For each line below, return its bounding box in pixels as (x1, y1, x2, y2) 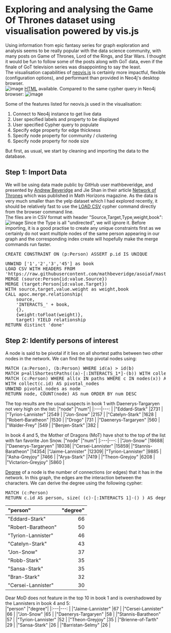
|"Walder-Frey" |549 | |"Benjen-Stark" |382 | (5, 422, 99, 428)
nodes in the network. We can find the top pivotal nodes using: (5, 355, 137, 361)
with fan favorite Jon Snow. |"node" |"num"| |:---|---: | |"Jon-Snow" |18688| (5, 437, 164, 444)
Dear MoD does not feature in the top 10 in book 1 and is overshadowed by (5, 595, 162, 601)
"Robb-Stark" (8, 556, 42, 564)
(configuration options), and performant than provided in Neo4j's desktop (5, 75, 160, 81)
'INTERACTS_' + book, (16, 301, 70, 307)
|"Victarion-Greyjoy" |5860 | (5, 459, 65, 465)
